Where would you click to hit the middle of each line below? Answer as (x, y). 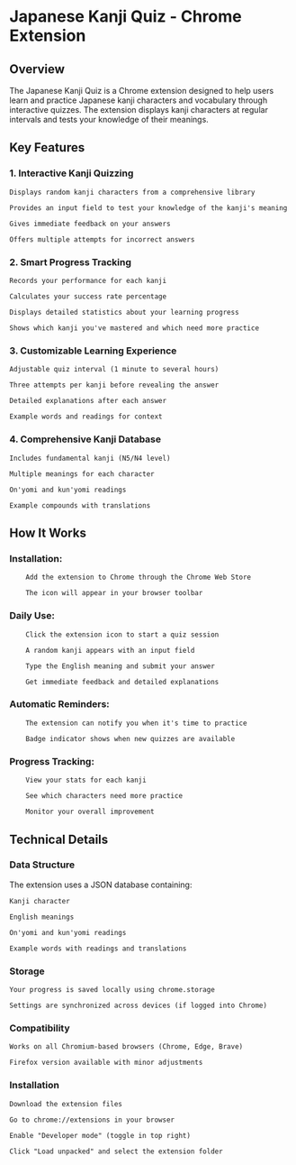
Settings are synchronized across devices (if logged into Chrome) (139, 1006)
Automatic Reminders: (59, 704)
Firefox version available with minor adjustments (106, 1063)
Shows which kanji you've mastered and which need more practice (134, 328)
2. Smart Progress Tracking (71, 261)
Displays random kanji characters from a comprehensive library (132, 192)
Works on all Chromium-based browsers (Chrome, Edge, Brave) (126, 1047)
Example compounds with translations (80, 505)
